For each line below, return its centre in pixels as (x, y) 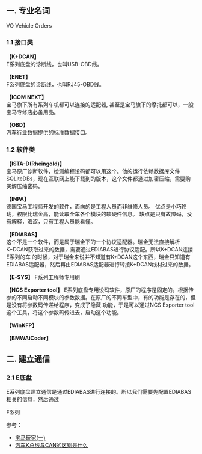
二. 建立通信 (28, 359)
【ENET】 (19, 77)
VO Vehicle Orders (29, 25)
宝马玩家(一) (30, 438)
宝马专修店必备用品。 (32, 112)
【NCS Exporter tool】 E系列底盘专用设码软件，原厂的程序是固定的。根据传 (100, 290)
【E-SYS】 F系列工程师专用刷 (43, 277)
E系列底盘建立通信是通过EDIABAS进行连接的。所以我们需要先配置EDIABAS (99, 392)
